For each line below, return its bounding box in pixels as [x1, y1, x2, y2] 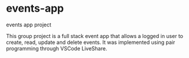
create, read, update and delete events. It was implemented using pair [6, 39, 176, 46]
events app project [6, 21, 52, 28]
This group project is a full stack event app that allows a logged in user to [6, 32, 184, 39]
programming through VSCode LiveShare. [6, 45, 107, 52]
